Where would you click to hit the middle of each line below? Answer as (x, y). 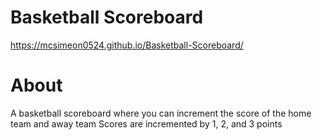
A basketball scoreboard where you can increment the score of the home (161, 113)
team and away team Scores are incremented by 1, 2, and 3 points (146, 123)
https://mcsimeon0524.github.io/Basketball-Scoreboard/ (127, 45)
